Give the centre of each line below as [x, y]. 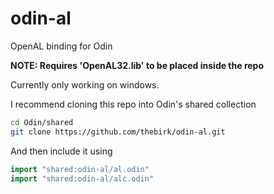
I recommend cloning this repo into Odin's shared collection [133, 104]
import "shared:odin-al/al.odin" [80, 169]
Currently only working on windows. [85, 84]
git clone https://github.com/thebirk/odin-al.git [118, 132]
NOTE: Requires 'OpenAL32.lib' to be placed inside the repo [137, 65]
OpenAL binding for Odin [61, 46]
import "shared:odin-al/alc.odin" [82, 178]
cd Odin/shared [42, 122]
